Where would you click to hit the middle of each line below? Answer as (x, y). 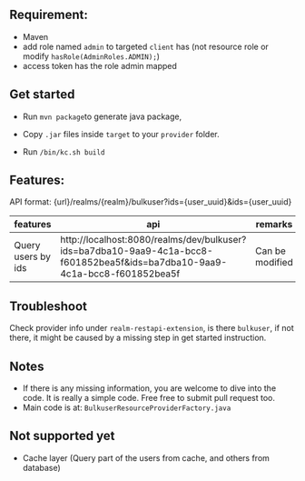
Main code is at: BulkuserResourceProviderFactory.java (127, 407)
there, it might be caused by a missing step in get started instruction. (138, 338)
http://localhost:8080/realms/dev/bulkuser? (153, 240)
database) (41, 467)
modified (274, 263)
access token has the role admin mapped (99, 65)
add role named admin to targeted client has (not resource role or (146, 46)
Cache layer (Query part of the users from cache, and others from (146, 457)
